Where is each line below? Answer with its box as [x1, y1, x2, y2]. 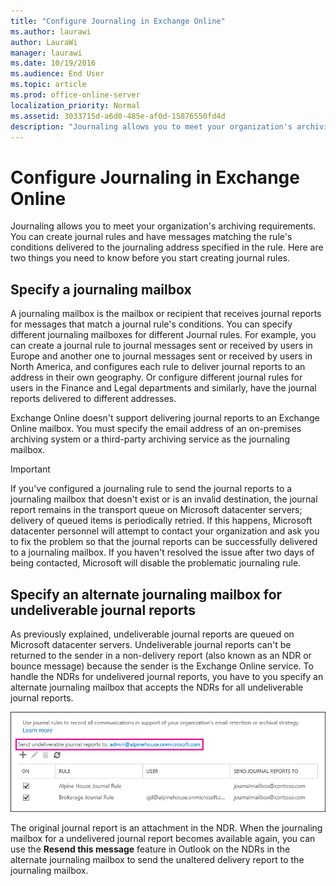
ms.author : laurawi [10, 26, 92, 37]
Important [10, 463, 51, 475]
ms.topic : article [10, 80, 87, 90]
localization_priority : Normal [10, 100, 141, 110]
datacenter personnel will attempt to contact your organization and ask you [10, 525, 320, 537]
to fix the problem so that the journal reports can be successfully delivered [10, 536, 318, 548]
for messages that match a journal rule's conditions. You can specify [10, 318, 293, 330]
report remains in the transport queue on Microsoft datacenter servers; [10, 504, 303, 516]
